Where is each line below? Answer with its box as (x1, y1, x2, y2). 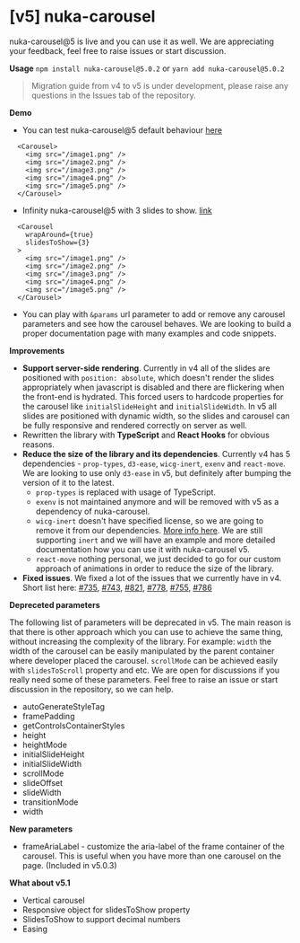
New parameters (9, 824, 73, 834)
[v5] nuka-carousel (9, 6, 156, 27)
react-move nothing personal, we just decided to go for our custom (35, 553, 282, 564)
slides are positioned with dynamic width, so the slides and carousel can (21, 410, 290, 421)
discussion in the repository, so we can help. (9, 683, 175, 694)
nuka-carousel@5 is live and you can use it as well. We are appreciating (9, 36, 275, 47)
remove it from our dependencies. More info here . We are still (35, 524, 263, 535)
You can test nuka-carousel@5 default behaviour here (21, 124, 222, 136)
